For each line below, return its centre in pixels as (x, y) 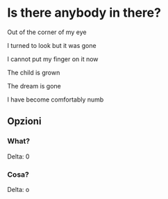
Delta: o (18, 189)
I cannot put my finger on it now (53, 59)
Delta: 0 (18, 156)
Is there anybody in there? (84, 13)
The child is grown (34, 72)
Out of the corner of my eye (47, 32)
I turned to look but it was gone (52, 45)
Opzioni (24, 121)
